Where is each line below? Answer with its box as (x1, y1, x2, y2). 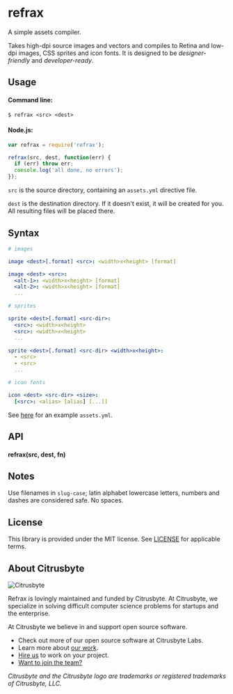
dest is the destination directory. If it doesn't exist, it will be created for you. (8, 200, 225, 208)
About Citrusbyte (8, 562, 85, 574)
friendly (8, 56, 31, 64)
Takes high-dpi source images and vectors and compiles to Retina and (8, 41, 210, 49)
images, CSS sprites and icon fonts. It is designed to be (18, 49, 177, 57)
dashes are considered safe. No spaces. (8, 496, 124, 505)
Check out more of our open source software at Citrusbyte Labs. (17, 636, 204, 645)
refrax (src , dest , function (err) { (8, 154, 111, 161)
